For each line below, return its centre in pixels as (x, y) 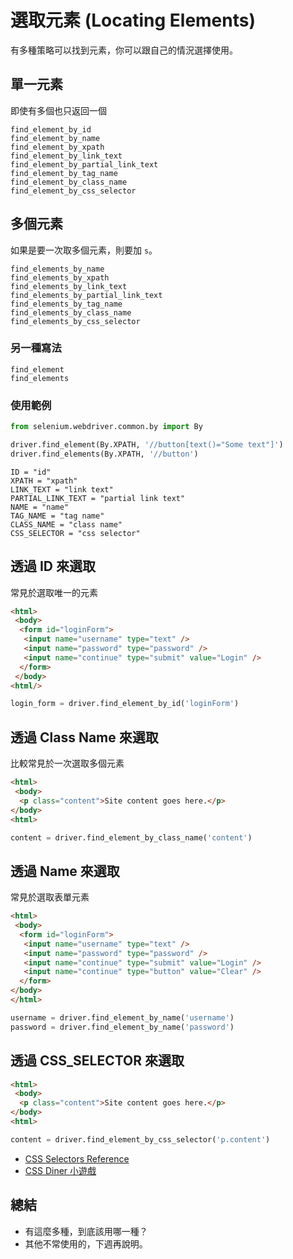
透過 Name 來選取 (65, 871)
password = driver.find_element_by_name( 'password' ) (122, 1027)
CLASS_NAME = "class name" (66, 524)
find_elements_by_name (57, 269)
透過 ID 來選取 (53, 566)
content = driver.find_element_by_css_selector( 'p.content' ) (140, 1139)
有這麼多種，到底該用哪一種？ (86, 1231)
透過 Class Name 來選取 (84, 737)
